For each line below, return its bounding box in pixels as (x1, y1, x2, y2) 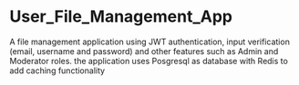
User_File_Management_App (9, 6, 232, 27)
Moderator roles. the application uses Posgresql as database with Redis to (9, 55, 289, 66)
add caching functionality (9, 65, 106, 76)
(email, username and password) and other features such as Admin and (9, 45, 279, 56)
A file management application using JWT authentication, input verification (9, 36, 290, 47)
